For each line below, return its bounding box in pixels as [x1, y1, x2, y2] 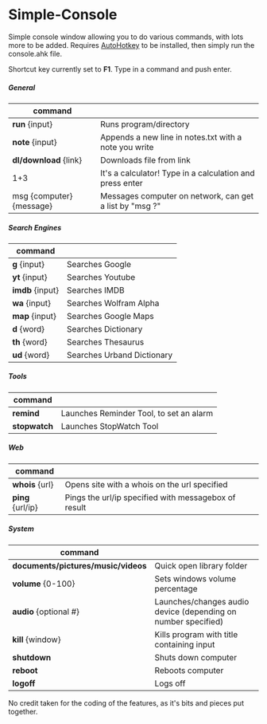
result [64, 502, 87, 513]
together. [8, 706, 38, 716]
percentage [154, 583, 198, 594]
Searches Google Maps [66, 310, 155, 321]
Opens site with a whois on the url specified [64, 478, 228, 490]
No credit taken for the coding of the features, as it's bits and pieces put [8, 698, 245, 707]
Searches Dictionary [66, 323, 143, 334]
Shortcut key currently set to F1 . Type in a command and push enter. [8, 64, 232, 73]
